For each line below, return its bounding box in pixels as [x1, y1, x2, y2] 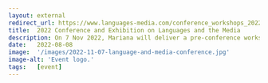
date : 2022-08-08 [8, 41, 73, 49]
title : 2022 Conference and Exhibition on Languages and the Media [8, 26, 241, 34]
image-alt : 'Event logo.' [8, 56, 94, 64]
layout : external [8, 11, 66, 20]
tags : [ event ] [8, 63, 62, 71]
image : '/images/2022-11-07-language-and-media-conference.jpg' [8, 48, 230, 56]
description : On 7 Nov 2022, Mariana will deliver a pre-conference [8, 33, 241, 42]
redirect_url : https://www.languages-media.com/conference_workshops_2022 [8, 19, 262, 27]
